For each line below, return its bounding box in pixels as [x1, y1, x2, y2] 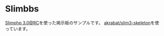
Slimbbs [5, 3, 39, 14]
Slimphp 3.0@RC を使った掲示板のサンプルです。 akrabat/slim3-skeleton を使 [5, 20, 160, 25]
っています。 [5, 25, 30, 32]
